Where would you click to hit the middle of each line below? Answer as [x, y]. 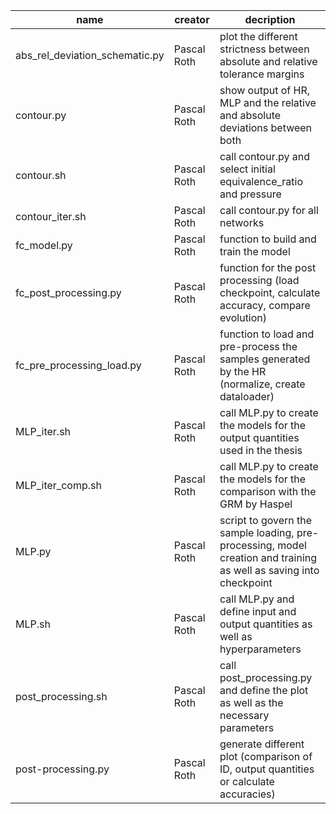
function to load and [267, 334]
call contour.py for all [269, 210]
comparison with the [268, 491]
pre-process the [258, 346]
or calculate [247, 781]
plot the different [258, 36]
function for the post [268, 267]
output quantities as [266, 624]
